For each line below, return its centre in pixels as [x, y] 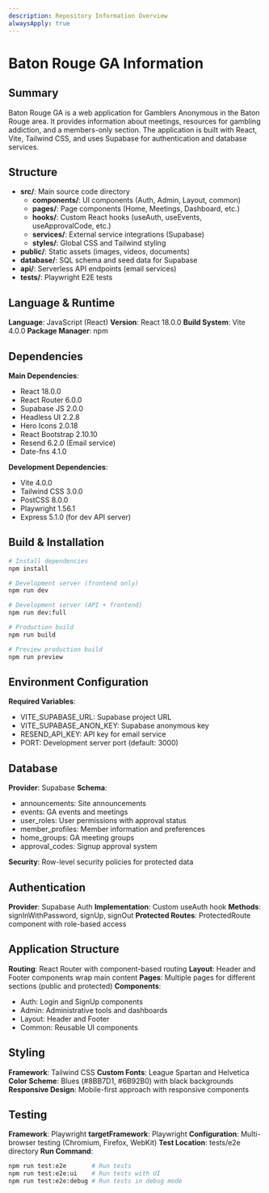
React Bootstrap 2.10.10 [59, 434]
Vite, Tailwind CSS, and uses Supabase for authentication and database [128, 138]
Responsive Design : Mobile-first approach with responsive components [128, 1089]
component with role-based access [67, 924]
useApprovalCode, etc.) [71, 226]
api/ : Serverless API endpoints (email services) [98, 269]
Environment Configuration [78, 682]
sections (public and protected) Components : [85, 985]
